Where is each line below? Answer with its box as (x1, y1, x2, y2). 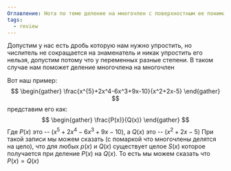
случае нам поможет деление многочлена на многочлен (7, 63, 175, 72)
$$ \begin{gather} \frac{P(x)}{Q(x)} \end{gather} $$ (41, 116, 190, 124)
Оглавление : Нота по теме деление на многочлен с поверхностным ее (7, 10, 205, 17)
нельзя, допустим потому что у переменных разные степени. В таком (7, 56, 214, 64)
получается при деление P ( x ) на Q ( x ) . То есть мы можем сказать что (7, 150, 211, 158)
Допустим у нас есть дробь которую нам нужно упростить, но (7, 42, 192, 50)
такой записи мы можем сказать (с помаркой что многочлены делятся (7, 135, 217, 144)
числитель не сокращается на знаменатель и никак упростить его (7, 49, 203, 57)
